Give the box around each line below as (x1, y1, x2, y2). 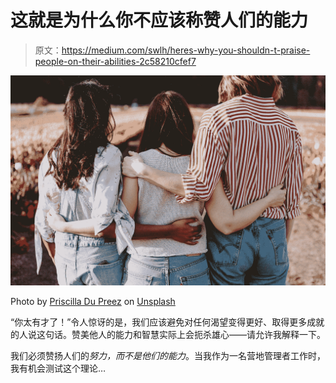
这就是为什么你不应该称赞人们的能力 (10, 9, 309, 32)
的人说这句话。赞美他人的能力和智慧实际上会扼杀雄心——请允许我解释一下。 (10, 328, 326, 340)
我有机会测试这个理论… (10, 362, 107, 374)
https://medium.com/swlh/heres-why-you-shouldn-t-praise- (61, 44, 311, 56)
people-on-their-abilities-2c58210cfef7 (34, 55, 197, 67)
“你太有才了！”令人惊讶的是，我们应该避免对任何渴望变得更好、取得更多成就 (10, 316, 325, 328)
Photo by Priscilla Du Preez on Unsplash (10, 295, 176, 307)
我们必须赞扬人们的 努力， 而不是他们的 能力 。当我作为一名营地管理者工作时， (10, 349, 326, 361)
